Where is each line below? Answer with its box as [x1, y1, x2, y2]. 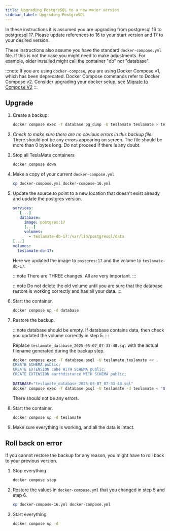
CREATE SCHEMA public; [12, 362, 61, 367]
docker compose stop [12, 477, 56, 483]
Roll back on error [5, 439, 62, 447]
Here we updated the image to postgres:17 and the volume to [12, 257, 142, 263]
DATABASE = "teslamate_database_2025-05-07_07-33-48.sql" [12, 381, 133, 386]
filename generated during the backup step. [12, 347, 105, 353]
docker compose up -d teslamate [12, 415, 81, 420]
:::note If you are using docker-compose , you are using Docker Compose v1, [5, 67, 161, 74]
